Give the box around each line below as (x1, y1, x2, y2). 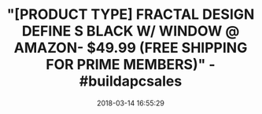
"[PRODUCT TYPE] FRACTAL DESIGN (6, 6, 255, 24)
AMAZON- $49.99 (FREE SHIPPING (13, 39, 248, 57)
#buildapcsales (79, 72, 183, 90)
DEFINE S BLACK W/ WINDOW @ (21, 22, 240, 40)
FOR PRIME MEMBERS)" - (45, 56, 216, 74)
